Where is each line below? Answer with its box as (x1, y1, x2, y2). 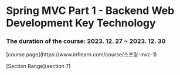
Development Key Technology (6, 16, 157, 30)
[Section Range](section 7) (6, 63, 71, 70)
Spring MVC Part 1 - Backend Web (6, 4, 175, 17)
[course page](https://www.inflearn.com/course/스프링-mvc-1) (6, 51, 157, 58)
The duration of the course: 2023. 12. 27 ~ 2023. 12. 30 (6, 37, 166, 45)
